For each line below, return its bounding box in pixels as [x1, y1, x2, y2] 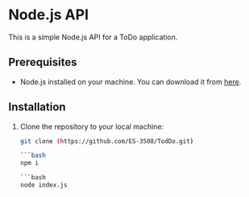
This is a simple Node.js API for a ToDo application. [8, 32, 178, 42]
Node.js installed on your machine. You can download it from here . [19, 76, 242, 86]
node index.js [19, 181, 68, 190]
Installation [8, 101, 66, 114]
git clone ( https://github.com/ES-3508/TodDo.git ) [19, 137, 194, 146]
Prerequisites [8, 55, 77, 69]
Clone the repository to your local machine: [19, 121, 164, 131]
